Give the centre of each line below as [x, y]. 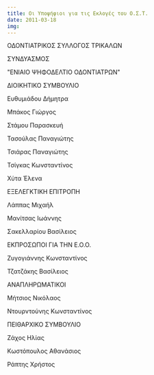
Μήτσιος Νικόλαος [34, 298]
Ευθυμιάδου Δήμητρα [38, 99]
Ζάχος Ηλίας [26, 338]
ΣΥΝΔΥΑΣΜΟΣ [28, 59]
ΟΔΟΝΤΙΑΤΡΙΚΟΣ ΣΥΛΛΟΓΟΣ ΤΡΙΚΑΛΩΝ [65, 46]
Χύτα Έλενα [25, 178]
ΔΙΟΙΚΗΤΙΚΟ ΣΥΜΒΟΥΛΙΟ [43, 86]
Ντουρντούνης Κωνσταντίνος [50, 311]
